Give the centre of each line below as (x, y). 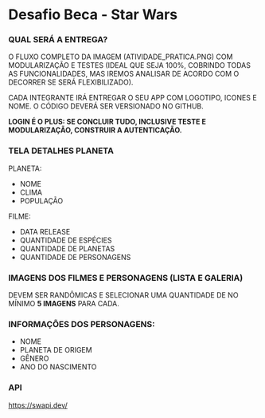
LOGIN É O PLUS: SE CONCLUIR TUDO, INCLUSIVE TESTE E (107, 122)
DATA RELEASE (45, 231)
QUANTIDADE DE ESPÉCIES (66, 240)
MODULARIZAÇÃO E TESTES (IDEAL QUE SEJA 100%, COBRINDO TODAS (129, 65)
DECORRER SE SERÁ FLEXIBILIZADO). (71, 82)
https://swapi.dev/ (38, 405)
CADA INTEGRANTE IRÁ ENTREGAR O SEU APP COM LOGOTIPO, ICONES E (132, 98)
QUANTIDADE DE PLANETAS (67, 248)
